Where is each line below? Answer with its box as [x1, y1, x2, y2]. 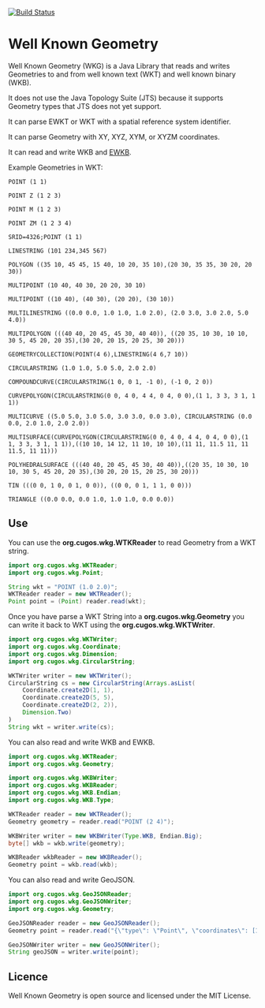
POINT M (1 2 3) [8, 205, 62, 213]
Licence [8, 970, 49, 984]
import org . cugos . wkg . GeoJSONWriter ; [8, 898, 132, 905]
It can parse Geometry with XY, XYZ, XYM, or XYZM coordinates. [8, 132, 221, 141]
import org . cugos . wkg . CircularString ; [8, 657, 136, 666]
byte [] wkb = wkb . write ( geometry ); [8, 839, 125, 847]
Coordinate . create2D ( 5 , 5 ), [22, 694, 114, 702]
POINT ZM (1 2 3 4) [8, 219, 73, 227]
